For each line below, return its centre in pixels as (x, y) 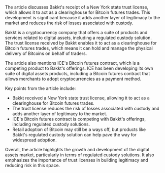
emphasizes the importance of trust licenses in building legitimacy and (77, 160)
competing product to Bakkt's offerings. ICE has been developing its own (79, 68)
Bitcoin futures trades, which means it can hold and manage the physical (79, 48)
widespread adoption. (34, 140)
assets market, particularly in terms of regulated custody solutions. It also (80, 155)
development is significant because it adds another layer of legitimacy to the (82, 18)
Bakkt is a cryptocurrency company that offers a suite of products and (76, 32)
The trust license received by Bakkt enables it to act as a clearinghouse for (81, 43)
